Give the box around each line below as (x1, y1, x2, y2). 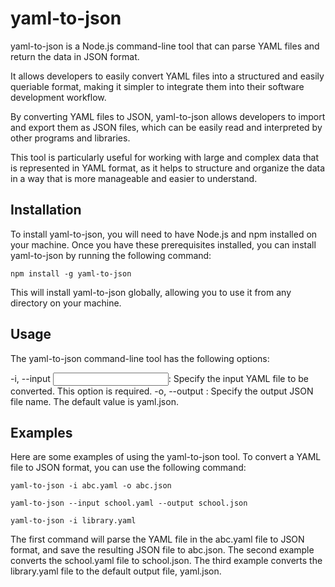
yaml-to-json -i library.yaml (10, 516, 137, 526)
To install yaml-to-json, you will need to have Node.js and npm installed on (10, 228, 318, 240)
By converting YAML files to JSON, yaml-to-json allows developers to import (10, 110, 326, 122)
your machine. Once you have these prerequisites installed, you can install (10, 238, 317, 251)
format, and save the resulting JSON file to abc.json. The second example (10, 544, 315, 556)
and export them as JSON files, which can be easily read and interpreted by (10, 121, 323, 133)
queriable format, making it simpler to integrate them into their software (10, 80, 305, 92)
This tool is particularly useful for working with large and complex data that (10, 151, 320, 163)
